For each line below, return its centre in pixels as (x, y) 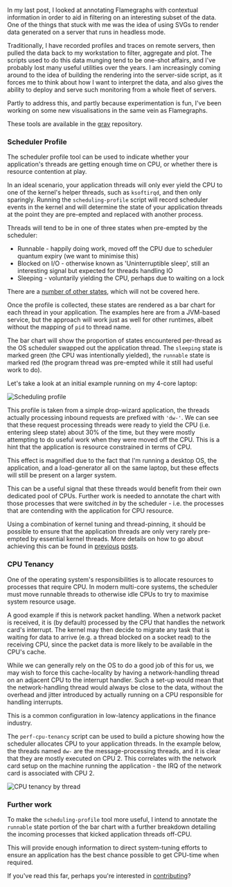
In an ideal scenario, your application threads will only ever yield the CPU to (115, 185)
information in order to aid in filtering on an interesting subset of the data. (112, 17)
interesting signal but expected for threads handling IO (95, 271)
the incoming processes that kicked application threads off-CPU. (99, 834)
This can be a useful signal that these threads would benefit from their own (114, 489)
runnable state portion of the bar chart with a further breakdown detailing (111, 827)
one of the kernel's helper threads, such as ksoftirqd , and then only (105, 193)
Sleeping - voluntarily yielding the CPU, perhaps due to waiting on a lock (121, 278)
